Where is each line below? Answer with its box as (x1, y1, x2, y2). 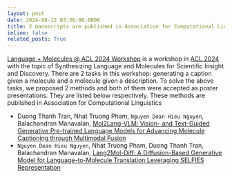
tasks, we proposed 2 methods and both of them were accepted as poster (7, 84, 219, 92)
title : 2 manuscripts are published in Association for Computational (7, 23, 215, 30)
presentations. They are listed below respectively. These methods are (7, 91, 206, 100)
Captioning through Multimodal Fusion (17, 134, 126, 142)
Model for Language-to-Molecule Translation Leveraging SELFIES (17, 156, 204, 164)
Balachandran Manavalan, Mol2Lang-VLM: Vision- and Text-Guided (17, 119, 210, 128)
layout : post (7, 10, 45, 17)
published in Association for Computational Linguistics (7, 99, 162, 107)
